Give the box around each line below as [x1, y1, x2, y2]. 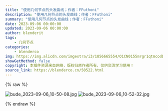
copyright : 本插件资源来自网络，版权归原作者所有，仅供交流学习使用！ [5, 63, 134, 68]
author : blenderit [5, 30, 43, 35]
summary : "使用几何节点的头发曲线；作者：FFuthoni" [5, 16, 104, 21]
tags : [5, 35, 16, 40]
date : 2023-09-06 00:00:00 [5, 21, 61, 26]
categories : [5, 44, 30, 49]
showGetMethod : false [5, 58, 50, 63]
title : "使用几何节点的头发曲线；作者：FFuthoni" [5, 7, 99, 12]
